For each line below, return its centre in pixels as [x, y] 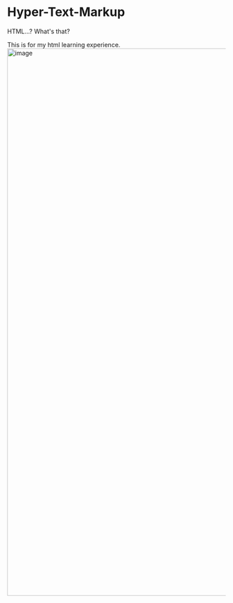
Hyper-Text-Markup [66, 12]
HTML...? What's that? [39, 31]
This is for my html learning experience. [64, 44]
